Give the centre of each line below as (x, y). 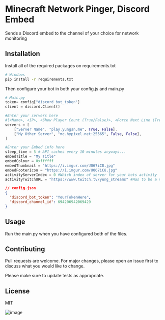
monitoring (16, 38)
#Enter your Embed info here (35, 147)
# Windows (15, 75)
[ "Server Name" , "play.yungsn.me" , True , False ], (66, 129)
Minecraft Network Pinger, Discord (77, 9)
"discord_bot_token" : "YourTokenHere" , (50, 198)
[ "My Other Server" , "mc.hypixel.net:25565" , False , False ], (78, 134)
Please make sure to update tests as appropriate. (55, 276)
